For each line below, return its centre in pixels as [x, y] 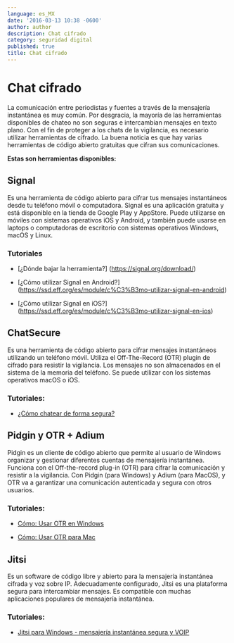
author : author [30, 27]
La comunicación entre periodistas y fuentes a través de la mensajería [109, 107]
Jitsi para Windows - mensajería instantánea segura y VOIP [103, 632]
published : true [31, 46]
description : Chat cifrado [47, 33]
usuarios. [21, 489]
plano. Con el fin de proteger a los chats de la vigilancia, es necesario [108, 130]
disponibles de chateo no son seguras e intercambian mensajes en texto [112, 122]
